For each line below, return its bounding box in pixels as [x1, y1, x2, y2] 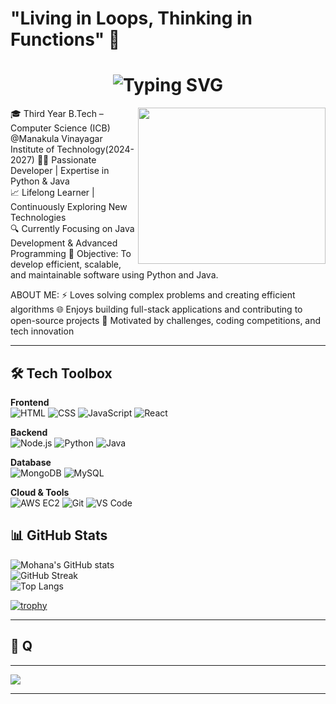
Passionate [51, 154, 97, 166]
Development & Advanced [10, 237, 118, 249]
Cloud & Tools [10, 486, 70, 498]
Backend [10, 426, 48, 438]
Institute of [10, 143, 55, 156]
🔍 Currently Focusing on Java [10, 223, 135, 235]
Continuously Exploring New [10, 201, 128, 213]
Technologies [10, 212, 67, 224]
